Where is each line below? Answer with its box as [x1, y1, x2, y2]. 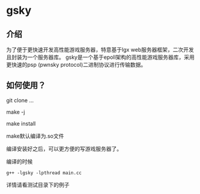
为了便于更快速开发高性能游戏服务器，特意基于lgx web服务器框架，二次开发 [6, 46, 194, 53]
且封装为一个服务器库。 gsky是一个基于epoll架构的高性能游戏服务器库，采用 [6, 53, 195, 61]
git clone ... [6, 97, 34, 104]
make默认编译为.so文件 [6, 132, 64, 139]
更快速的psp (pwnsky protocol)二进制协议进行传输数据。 [6, 61, 147, 68]
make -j [6, 108, 25, 115]
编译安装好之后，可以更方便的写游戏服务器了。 [6, 145, 122, 152]
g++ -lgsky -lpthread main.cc [6, 169, 82, 176]
